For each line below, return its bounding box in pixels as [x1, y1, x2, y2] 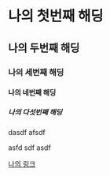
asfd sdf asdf [8, 143, 51, 152]
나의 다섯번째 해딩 [8, 107, 63, 117]
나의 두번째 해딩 [8, 41, 80, 54]
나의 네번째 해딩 [8, 88, 57, 97]
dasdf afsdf [8, 128, 46, 137]
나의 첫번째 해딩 [8, 7, 104, 25]
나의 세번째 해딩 [8, 66, 64, 77]
